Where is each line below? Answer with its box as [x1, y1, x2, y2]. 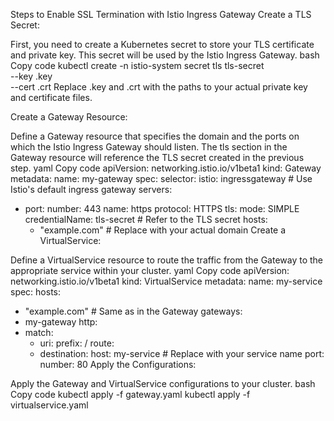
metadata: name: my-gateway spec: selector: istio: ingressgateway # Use [10, 173, 313, 184]
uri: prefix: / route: [39, 337, 115, 349]
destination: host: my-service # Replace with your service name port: [39, 348, 325, 359]
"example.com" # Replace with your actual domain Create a [39, 224, 287, 236]
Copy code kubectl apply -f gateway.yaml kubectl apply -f [10, 389, 251, 400]
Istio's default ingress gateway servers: [10, 184, 173, 195]
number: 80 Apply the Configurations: [39, 359, 197, 370]
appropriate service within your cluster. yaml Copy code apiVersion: [10, 265, 290, 276]
